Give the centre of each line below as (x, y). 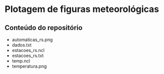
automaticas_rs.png (32, 39)
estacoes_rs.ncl (28, 50)
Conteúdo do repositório (44, 28)
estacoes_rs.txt (28, 55)
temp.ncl (21, 61)
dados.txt (22, 45)
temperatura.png (29, 66)
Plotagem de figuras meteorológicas (82, 9)
